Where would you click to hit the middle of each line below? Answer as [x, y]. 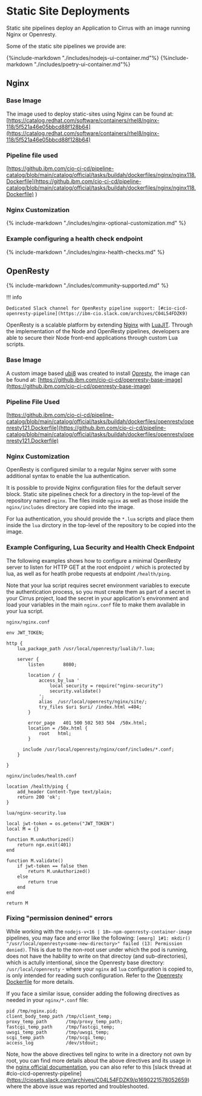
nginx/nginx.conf [28, 622]
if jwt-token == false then [52, 866]
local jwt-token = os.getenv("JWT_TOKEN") [60, 823]
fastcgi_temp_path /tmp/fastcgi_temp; [60, 1027]
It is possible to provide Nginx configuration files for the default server [94, 488]
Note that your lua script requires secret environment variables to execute [98, 585]
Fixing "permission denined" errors [60, 918]
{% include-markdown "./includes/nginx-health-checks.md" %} [86, 252]
